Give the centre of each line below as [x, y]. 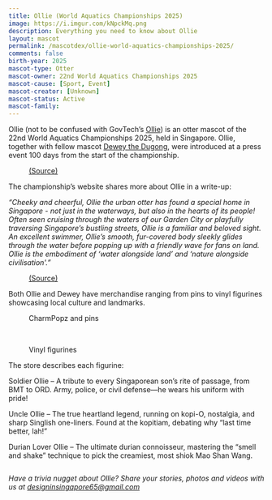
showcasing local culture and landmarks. [77, 303]
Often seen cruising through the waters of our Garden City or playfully [126, 220]
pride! [18, 399]
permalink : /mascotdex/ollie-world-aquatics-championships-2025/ [121, 46]
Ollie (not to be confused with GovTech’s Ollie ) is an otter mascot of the [128, 130]
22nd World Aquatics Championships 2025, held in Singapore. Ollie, [122, 138]
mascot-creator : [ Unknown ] [54, 91]
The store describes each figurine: [66, 365]
